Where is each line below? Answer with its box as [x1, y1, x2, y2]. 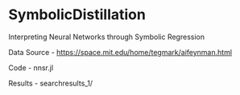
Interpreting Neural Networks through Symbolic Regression [8, 32, 205, 42]
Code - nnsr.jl [8, 62, 54, 73]
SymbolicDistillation [8, 6, 147, 24]
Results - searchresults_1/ [8, 78, 93, 88]
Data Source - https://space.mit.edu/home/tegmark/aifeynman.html [8, 47, 232, 57]
